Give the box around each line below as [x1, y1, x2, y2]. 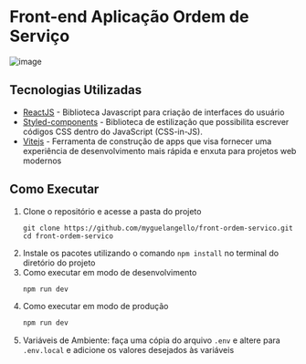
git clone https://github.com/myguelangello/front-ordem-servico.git [22, 224, 294, 233]
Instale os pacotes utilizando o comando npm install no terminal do [22, 247, 280, 258]
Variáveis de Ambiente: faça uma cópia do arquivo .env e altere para [22, 335, 280, 346]
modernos [22, 155, 62, 166]
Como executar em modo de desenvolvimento [22, 266, 197, 277]
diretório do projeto [22, 257, 96, 268]
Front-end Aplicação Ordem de [9, 6, 249, 27]
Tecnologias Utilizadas [9, 82, 142, 98]
